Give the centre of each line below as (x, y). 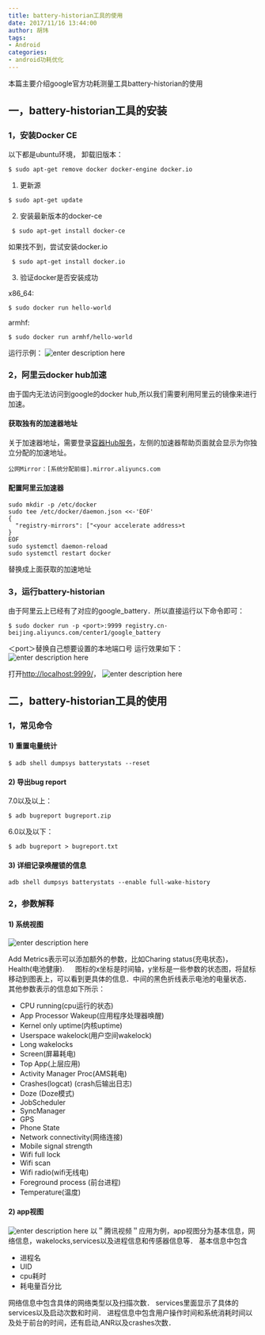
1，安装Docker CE (43, 136)
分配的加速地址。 (43, 452)
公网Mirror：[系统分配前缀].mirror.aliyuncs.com (84, 469)
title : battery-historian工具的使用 (66, 15)
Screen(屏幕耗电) (48, 1053)
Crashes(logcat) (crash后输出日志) (76, 1083)
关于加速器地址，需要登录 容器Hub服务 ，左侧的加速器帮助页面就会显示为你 (129, 443)
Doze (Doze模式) (47, 1093)
